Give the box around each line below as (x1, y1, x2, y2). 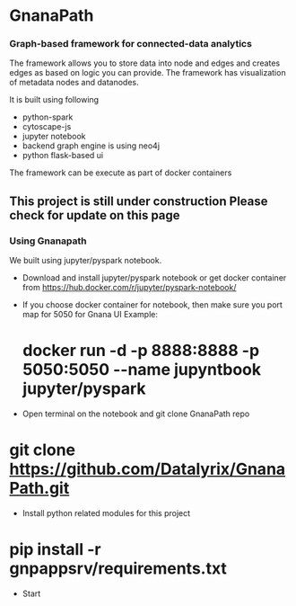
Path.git (9, 478, 70, 499)
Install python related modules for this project (22, 508, 191, 519)
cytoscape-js (22, 121, 72, 132)
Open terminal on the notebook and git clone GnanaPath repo (22, 408, 250, 419)
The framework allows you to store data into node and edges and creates (9, 58, 281, 68)
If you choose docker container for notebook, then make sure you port (22, 299, 283, 310)
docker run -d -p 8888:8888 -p (22, 341, 260, 361)
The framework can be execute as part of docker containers (9, 167, 232, 178)
